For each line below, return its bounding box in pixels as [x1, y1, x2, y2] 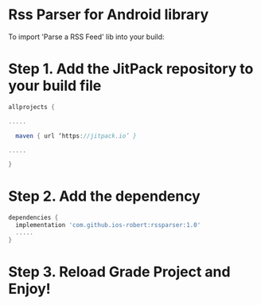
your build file [8, 77, 102, 95]
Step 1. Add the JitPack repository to [8, 60, 254, 78]
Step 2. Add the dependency [8, 187, 201, 205]
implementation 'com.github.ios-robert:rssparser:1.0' [15, 221, 201, 229]
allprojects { [8, 103, 56, 111]
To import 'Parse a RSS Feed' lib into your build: [8, 32, 165, 41]
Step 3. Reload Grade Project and [8, 263, 231, 280]
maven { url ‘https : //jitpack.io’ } [15, 131, 137, 140]
